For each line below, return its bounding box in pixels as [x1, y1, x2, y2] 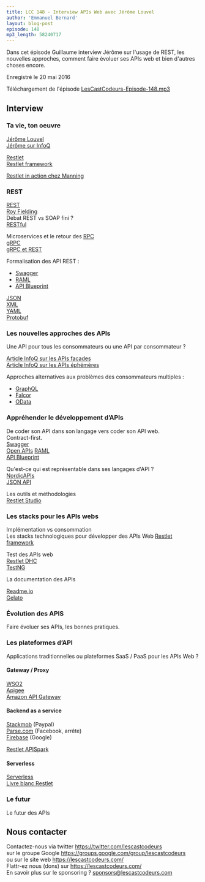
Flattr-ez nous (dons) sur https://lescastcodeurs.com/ [6, 862, 142, 870]
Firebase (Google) [6, 734, 52, 741]
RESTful [6, 221, 27, 228]
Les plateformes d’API [6, 638, 73, 647]
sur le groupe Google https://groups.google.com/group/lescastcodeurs [6, 850, 186, 857]
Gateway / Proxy [6, 666, 50, 674]
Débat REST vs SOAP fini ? [6, 214, 73, 222]
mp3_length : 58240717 [6, 32, 62, 38]
